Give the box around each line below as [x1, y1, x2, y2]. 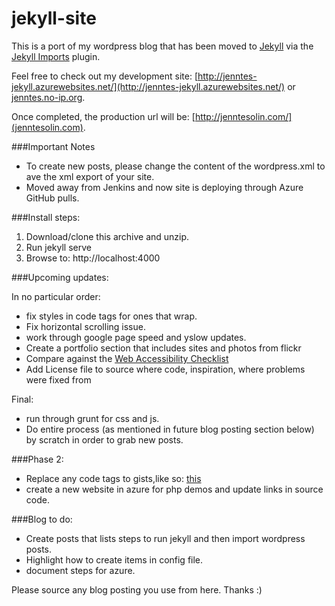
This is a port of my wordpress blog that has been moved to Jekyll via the [11, 40, 314, 52]
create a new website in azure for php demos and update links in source [25, 483, 324, 495]
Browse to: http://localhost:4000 [25, 252, 161, 264]
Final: [11, 393, 34, 405]
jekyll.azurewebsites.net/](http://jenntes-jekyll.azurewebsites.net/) [11, 80, 286, 92]
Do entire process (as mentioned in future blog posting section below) [25, 423, 315, 435]
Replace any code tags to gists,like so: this [25, 472, 202, 484]
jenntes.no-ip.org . [11, 91, 86, 103]
